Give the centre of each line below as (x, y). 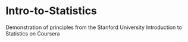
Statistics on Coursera (33, 33)
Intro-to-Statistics (51, 11)
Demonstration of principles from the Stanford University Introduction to (94, 27)
